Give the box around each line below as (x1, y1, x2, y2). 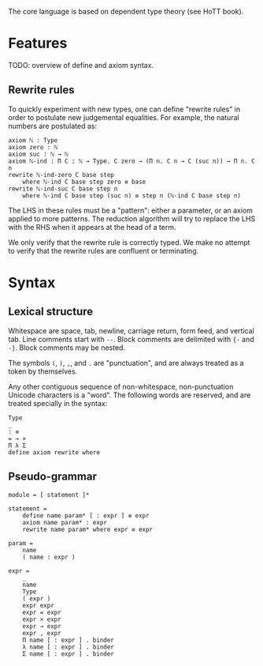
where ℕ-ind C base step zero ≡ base (22, 178, 146, 186)
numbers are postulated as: (8, 121, 98, 130)
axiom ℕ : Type (8, 136, 58, 145)
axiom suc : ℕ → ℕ (8, 150, 69, 158)
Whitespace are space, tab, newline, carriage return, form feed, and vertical (8, 325, 254, 335)
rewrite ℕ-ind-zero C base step (8, 171, 114, 179)
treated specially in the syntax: (8, 398, 108, 408)
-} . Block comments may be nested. (8, 343, 126, 352)
